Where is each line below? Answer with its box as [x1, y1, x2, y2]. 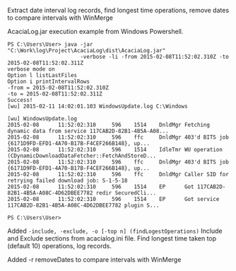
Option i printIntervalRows [7, 78, 90, 85]
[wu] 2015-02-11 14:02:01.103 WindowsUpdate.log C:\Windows [7, 103, 189, 110]
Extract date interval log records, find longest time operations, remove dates [7, 6, 230, 14]
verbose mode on [7, 66, 55, 73]
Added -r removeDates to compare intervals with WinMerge [7, 255, 182, 264]
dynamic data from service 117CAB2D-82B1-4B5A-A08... [7, 127, 170, 134]
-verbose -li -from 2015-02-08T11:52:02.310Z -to [80, 53, 230, 60]
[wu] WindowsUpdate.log [7, 115, 78, 122]
